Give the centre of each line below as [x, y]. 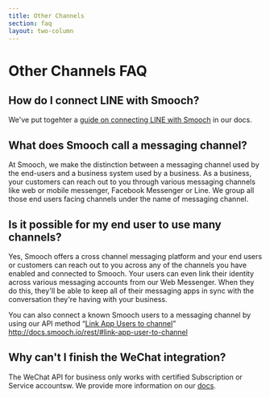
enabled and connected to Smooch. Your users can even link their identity [131, 274]
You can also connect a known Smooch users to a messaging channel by [130, 315]
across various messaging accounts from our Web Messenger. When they [131, 282]
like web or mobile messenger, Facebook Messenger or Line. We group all [131, 191]
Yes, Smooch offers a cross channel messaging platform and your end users [135, 256]
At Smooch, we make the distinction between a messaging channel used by [134, 165]
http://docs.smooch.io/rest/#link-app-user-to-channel [98, 332]
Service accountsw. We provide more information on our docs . [112, 385]
